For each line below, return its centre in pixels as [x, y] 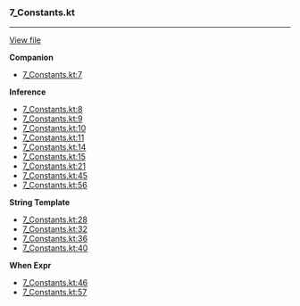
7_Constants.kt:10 [54, 128]
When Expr [30, 266]
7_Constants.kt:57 [54, 293]
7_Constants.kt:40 [55, 248]
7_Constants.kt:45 [54, 176]
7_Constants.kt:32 [54, 229]
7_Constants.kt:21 [54, 166]
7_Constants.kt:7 [52, 75]
